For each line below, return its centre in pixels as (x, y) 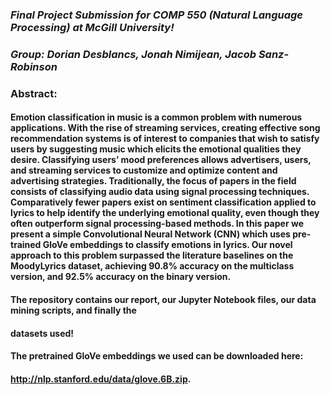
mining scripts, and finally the (73, 310)
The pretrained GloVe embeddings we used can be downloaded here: (157, 356)
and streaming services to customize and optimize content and (144, 170)
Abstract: (34, 93)
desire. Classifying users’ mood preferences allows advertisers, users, (161, 160)
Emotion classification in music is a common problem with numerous (156, 117)
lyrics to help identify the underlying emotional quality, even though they (165, 213)
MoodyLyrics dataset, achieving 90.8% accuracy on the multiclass (152, 266)
